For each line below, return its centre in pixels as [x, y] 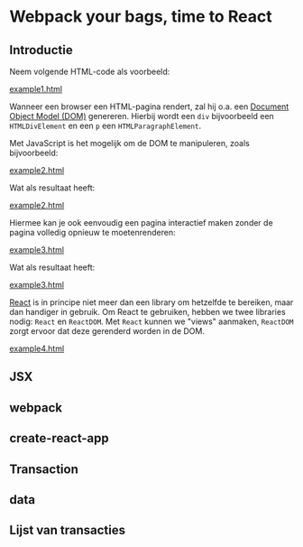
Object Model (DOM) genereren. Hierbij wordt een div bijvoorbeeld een [142, 116]
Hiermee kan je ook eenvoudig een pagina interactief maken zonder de [141, 223]
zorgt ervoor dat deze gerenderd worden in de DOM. [107, 331]
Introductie [41, 50]
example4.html [37, 348]
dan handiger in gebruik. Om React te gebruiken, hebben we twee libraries [147, 312]
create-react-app [60, 438]
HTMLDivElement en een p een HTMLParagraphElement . [105, 125]
